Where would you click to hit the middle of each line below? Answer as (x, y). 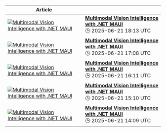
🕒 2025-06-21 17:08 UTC (118, 53)
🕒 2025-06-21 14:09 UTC (118, 120)
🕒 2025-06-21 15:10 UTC (118, 98)
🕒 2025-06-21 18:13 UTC (118, 31)
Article (44, 10)
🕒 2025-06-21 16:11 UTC (118, 76)
